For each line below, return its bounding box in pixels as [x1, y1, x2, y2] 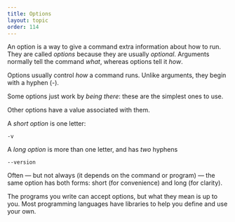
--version [7, 159, 36, 166]
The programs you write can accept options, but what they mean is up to [7, 192, 218, 201]
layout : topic [7, 17, 49, 24]
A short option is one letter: [7, 119, 86, 128]
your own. [7, 207, 36, 216]
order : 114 [7, 23, 39, 30]
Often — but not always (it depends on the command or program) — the [7, 171, 215, 180]
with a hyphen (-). [7, 79, 60, 87]
